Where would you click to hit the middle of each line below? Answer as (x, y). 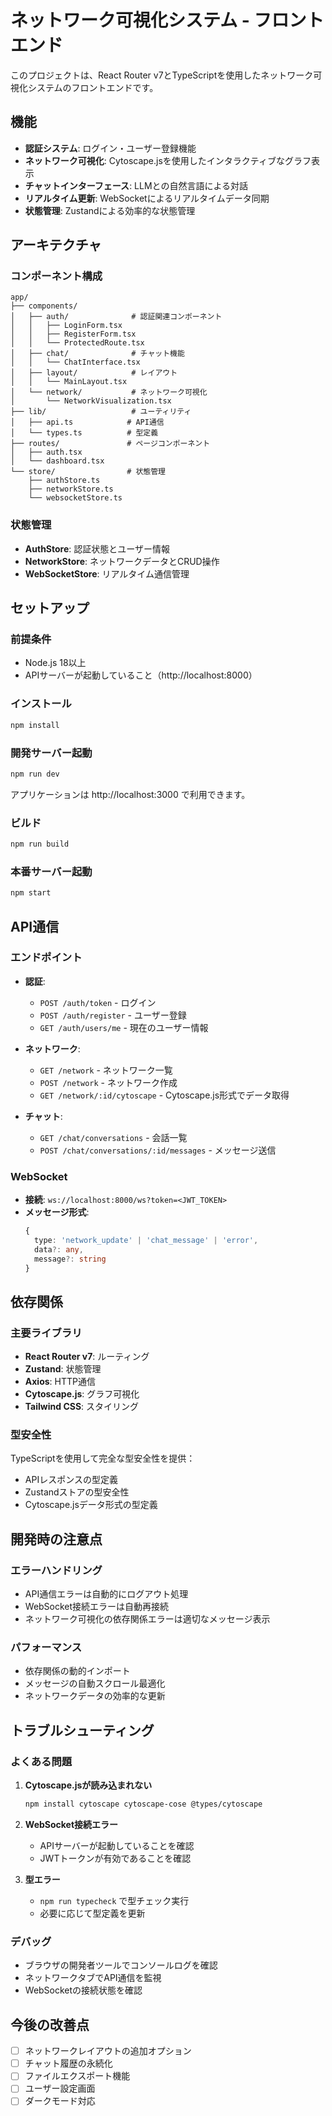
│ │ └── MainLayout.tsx (69, 382)
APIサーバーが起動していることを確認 (117, 1845)
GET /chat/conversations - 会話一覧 (113, 1137)
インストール (41, 704)
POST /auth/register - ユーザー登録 (113, 1015)
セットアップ (50, 608)
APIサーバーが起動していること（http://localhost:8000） (141, 675)
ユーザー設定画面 (60, 2088)
